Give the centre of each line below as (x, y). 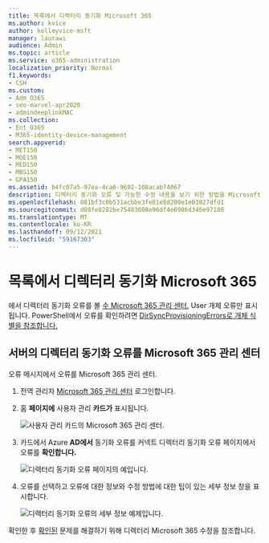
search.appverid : (37, 142)
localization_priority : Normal (61, 68)
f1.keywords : (30, 75)
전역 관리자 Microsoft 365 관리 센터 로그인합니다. (98, 391)
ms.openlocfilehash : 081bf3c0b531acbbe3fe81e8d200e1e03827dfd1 (116, 202)
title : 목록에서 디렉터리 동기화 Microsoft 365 (80, 16)
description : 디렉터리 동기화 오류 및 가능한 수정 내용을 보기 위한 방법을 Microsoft (134, 195)
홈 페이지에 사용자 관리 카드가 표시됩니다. (84, 408)
